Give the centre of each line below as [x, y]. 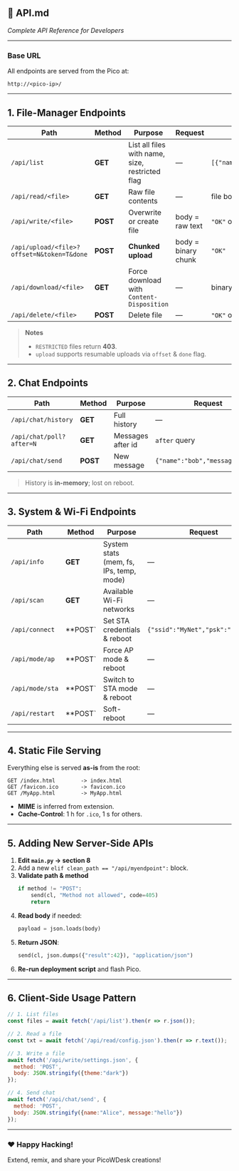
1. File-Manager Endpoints [67, 112]
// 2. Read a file [34, 1034]
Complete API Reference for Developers [66, 30]
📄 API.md [28, 13]
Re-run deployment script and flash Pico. [79, 969]
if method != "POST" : [50, 889]
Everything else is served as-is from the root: [74, 768]
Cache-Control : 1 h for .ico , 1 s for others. [80, 814]
